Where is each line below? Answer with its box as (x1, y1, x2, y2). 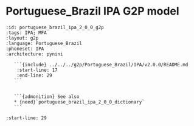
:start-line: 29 (5, 114, 47, 121)
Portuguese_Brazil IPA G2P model (5, 4, 180, 18)
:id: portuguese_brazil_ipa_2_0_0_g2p (5, 24, 104, 30)
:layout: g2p (5, 35, 39, 41)
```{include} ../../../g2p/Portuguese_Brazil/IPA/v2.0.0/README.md (13, 61, 189, 68)
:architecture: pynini (5, 51, 63, 57)
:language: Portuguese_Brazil (5, 40, 83, 46)
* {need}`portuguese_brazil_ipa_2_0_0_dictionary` (13, 99, 145, 105)
